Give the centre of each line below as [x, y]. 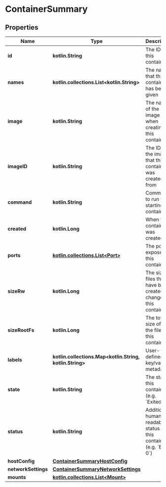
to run [152, 199]
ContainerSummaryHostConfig [90, 461]
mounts [17, 477]
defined [154, 357]
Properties [22, 27]
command [20, 202]
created [17, 229]
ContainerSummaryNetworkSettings [97, 469]
